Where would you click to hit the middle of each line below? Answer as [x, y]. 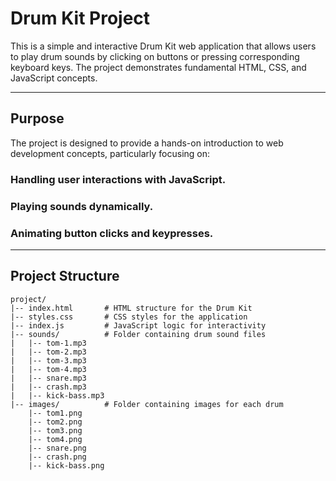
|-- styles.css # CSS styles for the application [129, 317]
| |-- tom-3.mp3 [48, 360]
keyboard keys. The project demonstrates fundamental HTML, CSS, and [158, 67]
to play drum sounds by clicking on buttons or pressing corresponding [155, 56]
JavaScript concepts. [54, 78]
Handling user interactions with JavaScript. [118, 179]
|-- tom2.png [55, 422]
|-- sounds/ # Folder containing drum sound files [138, 334]
